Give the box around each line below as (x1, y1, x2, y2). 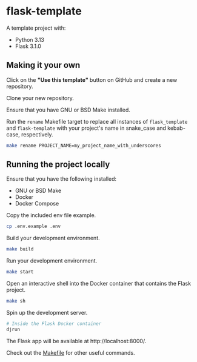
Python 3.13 (15, 36, 44, 43)
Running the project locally (6, 159, 110, 170)
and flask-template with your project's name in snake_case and (6, 124, 167, 132)
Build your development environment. (6, 235, 100, 242)
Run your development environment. (6, 257, 98, 264)
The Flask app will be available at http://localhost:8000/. (6, 337, 147, 344)
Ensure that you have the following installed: (6, 175, 117, 183)
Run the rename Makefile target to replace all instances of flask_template (6, 118, 188, 125)
